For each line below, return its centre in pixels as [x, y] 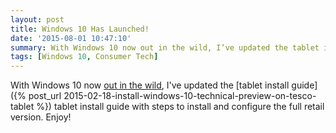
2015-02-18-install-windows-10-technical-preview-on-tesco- [190, 96]
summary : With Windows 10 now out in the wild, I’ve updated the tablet [165, 47]
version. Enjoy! [41, 117]
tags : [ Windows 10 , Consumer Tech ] [84, 57]
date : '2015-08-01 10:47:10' [71, 38]
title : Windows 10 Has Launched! [80, 29]
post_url [45, 96]
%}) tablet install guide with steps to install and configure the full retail [180, 107]
